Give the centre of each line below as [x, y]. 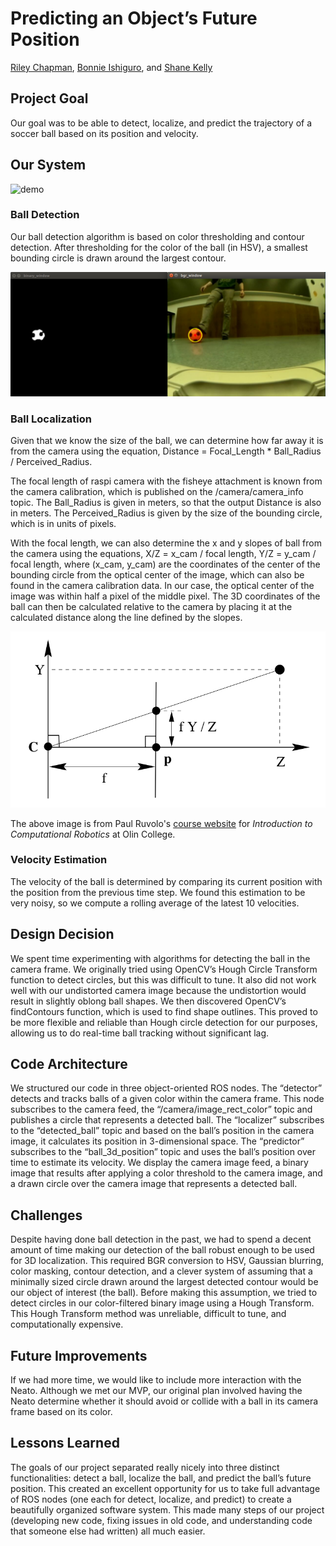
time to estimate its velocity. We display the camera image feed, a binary [159, 1163]
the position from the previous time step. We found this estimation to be [158, 892]
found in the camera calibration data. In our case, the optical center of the [162, 585]
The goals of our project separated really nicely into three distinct [145, 1467]
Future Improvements [79, 1355]
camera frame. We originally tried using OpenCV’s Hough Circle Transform [164, 969]
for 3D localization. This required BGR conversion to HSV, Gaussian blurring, [167, 1261]
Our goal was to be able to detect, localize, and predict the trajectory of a [161, 123]
